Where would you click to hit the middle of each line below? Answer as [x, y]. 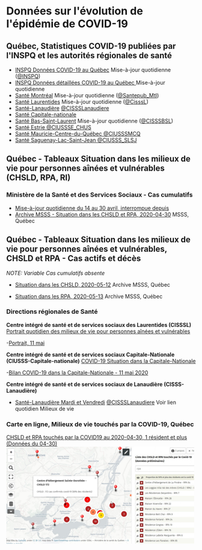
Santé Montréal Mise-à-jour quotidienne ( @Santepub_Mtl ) [87, 95]
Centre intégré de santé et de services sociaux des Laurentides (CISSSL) [99, 325]
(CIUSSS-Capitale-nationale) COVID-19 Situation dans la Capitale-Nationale [101, 361]
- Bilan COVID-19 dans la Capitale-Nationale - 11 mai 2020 [77, 372]
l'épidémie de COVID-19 [67, 24]
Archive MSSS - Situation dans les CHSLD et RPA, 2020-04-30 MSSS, [102, 214]
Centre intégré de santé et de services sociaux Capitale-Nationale [90, 354]
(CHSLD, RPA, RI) [38, 178]
